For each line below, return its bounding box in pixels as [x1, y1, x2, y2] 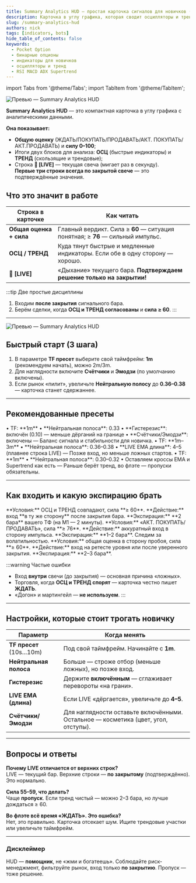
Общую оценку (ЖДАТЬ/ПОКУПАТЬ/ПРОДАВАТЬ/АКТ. [14, 136, 153, 144]
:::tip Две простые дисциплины [6, 288, 83, 296]
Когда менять [104, 631, 146, 639]
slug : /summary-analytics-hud [6, 19, 80, 25]
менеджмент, [6, 864, 40, 871]
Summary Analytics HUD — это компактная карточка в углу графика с [6, 107, 182, 114]
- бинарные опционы [11, 52, 59, 58]
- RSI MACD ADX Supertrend [11, 69, 77, 74]
